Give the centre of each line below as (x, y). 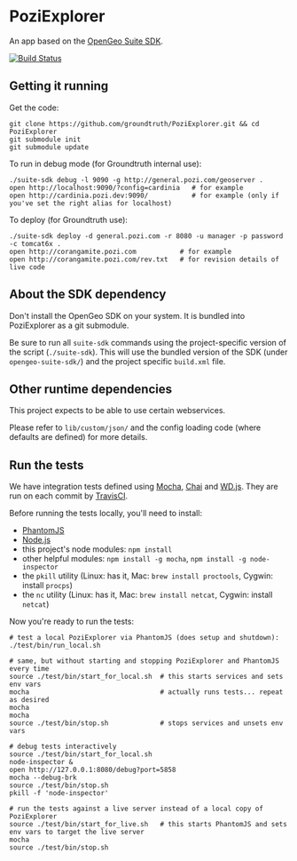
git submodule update (49, 147)
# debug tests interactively (63, 747)
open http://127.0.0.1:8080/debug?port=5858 (93, 770)
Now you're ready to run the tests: (72, 622)
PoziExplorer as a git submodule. (69, 325)
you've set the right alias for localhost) (91, 203)
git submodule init (45, 140)
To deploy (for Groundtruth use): (69, 219)
